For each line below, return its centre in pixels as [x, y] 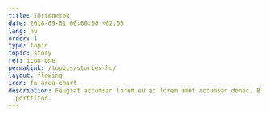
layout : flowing [35, 75]
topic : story [30, 53]
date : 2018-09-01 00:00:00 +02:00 [66, 23]
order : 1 [23, 38]
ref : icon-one [32, 61]
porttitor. [34, 98]
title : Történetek [39, 16]
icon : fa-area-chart [43, 83]
